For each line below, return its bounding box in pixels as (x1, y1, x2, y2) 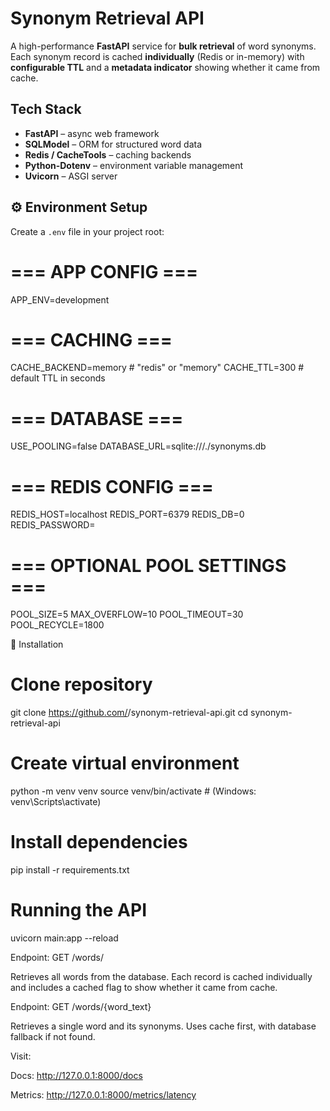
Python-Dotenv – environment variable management (24, 159, 244, 171)
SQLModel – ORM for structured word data (24, 138, 203, 150)
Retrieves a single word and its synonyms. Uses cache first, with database (10, 1020, 317, 1032)
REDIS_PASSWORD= (10, 519, 96, 531)
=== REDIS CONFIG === (10, 475, 214, 498)
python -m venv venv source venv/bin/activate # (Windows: (10, 785, 257, 797)
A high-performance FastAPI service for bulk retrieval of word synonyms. (10, 40, 317, 52)
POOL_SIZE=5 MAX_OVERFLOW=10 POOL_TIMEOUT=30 (10, 608, 244, 621)
